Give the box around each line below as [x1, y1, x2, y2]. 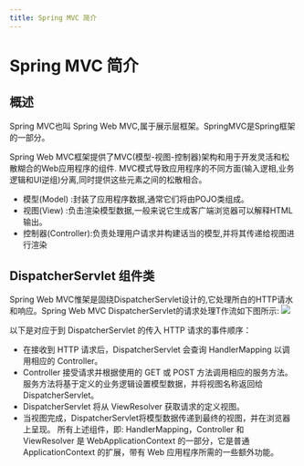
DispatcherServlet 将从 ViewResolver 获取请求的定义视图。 [22, 401, 245, 412]
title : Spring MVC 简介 [9, 13, 98, 23]
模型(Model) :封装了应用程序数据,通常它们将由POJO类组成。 [22, 193, 249, 204]
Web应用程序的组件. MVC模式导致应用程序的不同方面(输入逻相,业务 [40, 162, 295, 173]
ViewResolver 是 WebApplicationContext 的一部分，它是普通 [22, 435, 250, 447]
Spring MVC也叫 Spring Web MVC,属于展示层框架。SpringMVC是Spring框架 [9, 120, 296, 131]
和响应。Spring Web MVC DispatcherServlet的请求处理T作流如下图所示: [9, 305, 280, 316]
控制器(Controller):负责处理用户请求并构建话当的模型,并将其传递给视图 [22, 227, 288, 238]
